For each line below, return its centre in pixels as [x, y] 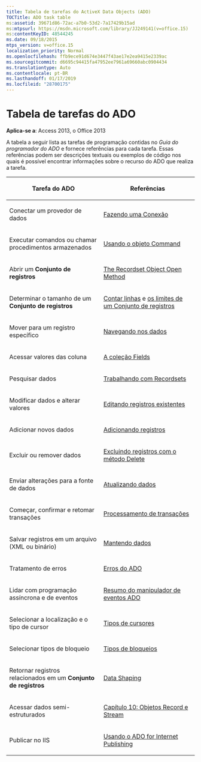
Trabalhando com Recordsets [145, 379]
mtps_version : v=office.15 [40, 46]
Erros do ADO [123, 568]
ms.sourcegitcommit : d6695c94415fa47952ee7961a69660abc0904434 [87, 62]
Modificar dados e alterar [45, 400]
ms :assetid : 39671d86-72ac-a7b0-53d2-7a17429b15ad [71, 23]
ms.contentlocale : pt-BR [37, 73]
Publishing [118, 743]
